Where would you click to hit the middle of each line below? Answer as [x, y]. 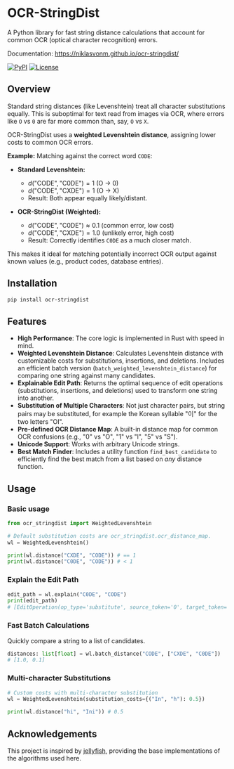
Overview [29, 89]
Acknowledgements [52, 734]
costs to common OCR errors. [50, 142]
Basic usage [29, 509]
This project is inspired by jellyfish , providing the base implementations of [114, 751]
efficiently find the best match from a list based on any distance [109, 459]
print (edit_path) [33, 601]
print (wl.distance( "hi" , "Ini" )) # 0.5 [66, 712]
